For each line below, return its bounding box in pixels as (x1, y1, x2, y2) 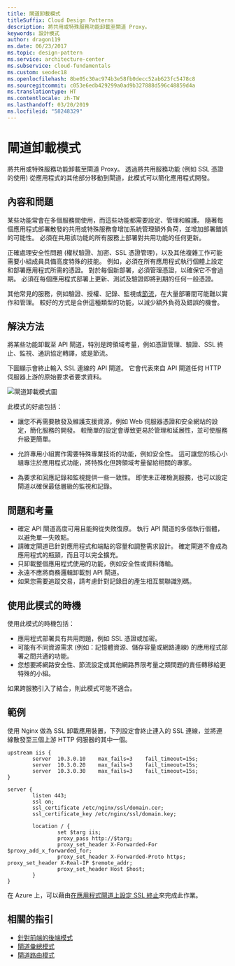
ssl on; (32, 798, 55, 805)
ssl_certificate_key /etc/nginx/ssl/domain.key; (32, 810, 177, 818)
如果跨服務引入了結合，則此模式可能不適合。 (7, 684, 136, 692)
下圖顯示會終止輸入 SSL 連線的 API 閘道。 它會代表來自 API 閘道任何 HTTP (7, 364, 222, 372)
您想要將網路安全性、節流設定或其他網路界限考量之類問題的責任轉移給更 (17, 660, 226, 668)
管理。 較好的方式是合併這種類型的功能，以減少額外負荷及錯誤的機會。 (19, 298, 224, 307)
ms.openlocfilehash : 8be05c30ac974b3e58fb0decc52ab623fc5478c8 (7, 75, 196, 83)
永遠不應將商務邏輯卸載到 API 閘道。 (17, 568, 124, 577)
